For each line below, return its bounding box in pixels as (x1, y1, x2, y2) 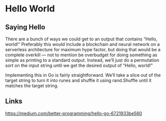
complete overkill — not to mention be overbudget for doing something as (5, 52, 157, 58)
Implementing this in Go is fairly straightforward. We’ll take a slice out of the (5, 72, 161, 78)
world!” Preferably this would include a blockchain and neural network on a (5, 41, 160, 47)
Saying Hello (5, 23, 45, 31)
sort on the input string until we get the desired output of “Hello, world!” (5, 63, 153, 68)
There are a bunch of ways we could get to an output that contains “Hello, (5, 36, 157, 42)
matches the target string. (5, 83, 58, 89)
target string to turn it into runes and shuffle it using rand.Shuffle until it (5, 78, 151, 83)
